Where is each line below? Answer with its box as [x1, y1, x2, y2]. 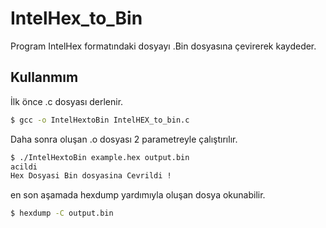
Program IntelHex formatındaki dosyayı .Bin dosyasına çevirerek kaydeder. [10, 40, 317, 52]
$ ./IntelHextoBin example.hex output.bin [10, 152, 190, 162]
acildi [10, 162, 38, 172]
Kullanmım [10, 69, 79, 86]
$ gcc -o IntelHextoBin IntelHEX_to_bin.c [10, 115, 190, 125]
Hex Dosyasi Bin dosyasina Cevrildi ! [10, 171, 172, 181]
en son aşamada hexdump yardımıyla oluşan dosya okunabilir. [10, 189, 266, 201]
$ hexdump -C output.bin [10, 208, 114, 219]
